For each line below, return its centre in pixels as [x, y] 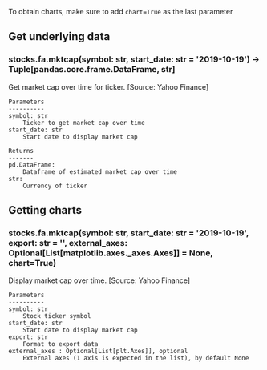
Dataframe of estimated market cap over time [100, 171]
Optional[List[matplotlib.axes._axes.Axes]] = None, [111, 253]
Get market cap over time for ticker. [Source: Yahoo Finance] [109, 86]
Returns [21, 151]
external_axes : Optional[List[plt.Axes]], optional [98, 352]
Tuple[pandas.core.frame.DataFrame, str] [92, 70]
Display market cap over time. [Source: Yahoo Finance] [99, 280]
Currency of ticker [55, 186]
